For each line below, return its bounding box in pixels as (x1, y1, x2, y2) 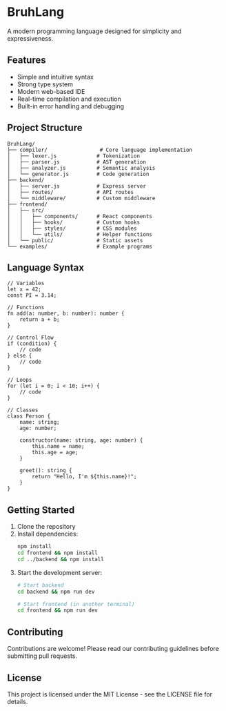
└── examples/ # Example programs (7, 243, 153, 250)
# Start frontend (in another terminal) (17, 601, 135, 607)
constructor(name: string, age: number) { (19, 437, 143, 444)
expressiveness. (7, 34, 54, 42)
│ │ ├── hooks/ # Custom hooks (7, 219, 140, 226)
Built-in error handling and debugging (17, 101, 125, 110)
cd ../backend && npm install (17, 556, 105, 563)
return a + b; (19, 316, 60, 323)
